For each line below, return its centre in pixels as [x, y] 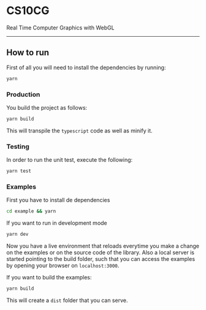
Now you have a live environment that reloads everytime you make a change [103, 246]
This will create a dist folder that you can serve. [67, 300]
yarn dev [17, 234]
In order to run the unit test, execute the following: [70, 160]
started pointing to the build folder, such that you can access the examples [101, 259]
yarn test [19, 171]
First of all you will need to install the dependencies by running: [86, 67]
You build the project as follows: [47, 107]
